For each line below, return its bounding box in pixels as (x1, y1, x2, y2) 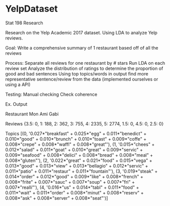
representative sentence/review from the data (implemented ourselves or (5, 76, 158, 82)
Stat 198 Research (5, 20, 43, 26)
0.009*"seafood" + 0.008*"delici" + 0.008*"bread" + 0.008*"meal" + (5, 152, 153, 158)
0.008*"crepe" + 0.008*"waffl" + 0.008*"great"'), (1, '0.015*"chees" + (5, 141, 155, 147)
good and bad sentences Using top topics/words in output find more (5, 70, 149, 76)
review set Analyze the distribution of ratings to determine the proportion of (5, 65, 163, 71)
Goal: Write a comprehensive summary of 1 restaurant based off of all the (5, 45, 158, 51)
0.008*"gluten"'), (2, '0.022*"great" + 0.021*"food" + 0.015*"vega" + (5, 157, 153, 163)
